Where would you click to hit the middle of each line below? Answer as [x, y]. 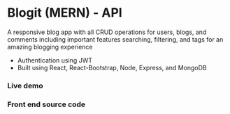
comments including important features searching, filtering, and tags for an [115, 39]
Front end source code [46, 104]
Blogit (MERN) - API [65, 13]
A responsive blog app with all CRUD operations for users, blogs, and [107, 32]
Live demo [25, 85]
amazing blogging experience [50, 47]
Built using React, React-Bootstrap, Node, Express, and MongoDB [112, 67]
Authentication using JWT [55, 60]
